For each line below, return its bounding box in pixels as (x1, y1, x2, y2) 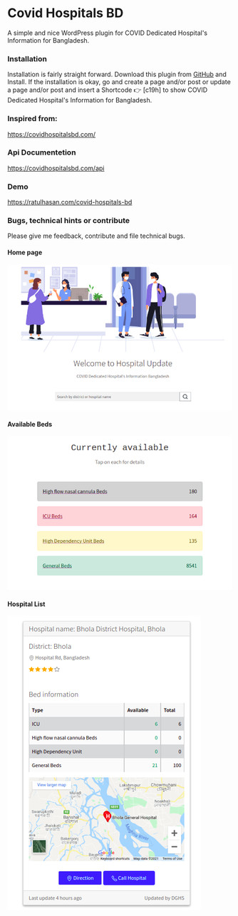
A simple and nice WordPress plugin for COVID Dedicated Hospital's (7, 28, 208, 37)
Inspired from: (7, 114, 58, 124)
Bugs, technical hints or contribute (7, 216, 130, 226)
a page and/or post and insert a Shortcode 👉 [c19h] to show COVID (7, 85, 208, 94)
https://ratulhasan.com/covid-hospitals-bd (7, 198, 133, 207)
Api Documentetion (7, 147, 76, 157)
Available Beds (7, 420, 53, 429)
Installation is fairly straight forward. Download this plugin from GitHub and (7, 70, 227, 79)
